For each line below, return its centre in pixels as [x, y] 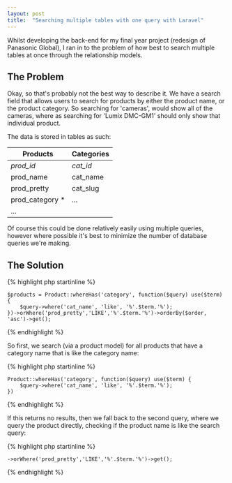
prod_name [29, 177]
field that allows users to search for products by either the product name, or [116, 101]
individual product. [34, 124]
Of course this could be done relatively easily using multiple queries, [106, 228]
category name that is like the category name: [73, 353]
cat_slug [86, 188]
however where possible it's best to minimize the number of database [107, 236]
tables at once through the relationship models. [75, 55]
